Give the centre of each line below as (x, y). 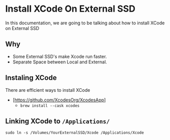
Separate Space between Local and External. (60, 62)
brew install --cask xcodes (50, 106)
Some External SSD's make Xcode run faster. (60, 56)
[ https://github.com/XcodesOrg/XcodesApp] (59, 100)
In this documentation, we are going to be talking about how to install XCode (85, 23)
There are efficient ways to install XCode (48, 90)
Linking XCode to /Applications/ (58, 121)
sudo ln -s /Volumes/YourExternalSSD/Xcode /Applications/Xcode (75, 133)
